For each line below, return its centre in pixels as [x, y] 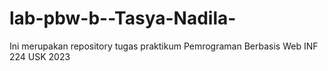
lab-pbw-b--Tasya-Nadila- [123, 18]
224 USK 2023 [40, 56]
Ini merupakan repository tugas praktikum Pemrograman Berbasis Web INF [164, 46]
